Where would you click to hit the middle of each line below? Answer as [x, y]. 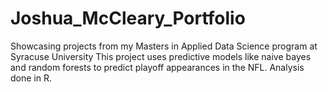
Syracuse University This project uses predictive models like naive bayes [161, 56]
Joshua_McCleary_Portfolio [128, 18]
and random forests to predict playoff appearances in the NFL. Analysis [157, 67]
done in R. [31, 78]
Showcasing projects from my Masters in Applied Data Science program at [164, 46]
